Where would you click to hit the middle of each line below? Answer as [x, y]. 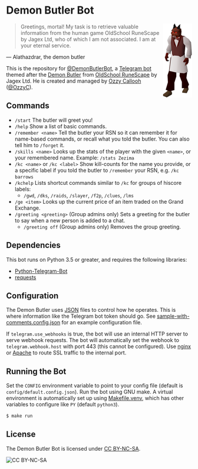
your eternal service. [46, 45]
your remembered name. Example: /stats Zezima [74, 158]
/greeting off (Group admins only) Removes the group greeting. [102, 227]
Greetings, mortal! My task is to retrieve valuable [79, 27]
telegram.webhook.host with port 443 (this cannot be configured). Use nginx [99, 347]
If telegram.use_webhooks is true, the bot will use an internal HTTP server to [97, 334]
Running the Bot [36, 371]
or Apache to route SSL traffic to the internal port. [66, 353]
